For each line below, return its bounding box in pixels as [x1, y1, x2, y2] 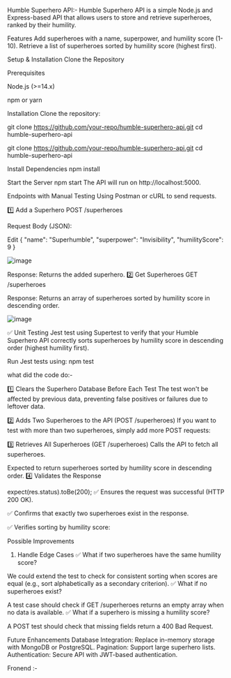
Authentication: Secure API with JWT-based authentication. [7, 651, 178, 658]
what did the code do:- [7, 371, 73, 379]
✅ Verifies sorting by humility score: [7, 523, 111, 531]
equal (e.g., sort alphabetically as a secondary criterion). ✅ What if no [7, 580, 207, 587]
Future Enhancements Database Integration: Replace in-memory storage [7, 635, 215, 644]
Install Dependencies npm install [7, 165, 101, 173]
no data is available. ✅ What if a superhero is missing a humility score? [7, 608, 210, 617]
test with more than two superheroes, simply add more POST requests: [7, 426, 211, 434]
